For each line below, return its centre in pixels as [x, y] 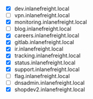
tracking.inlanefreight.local [47, 55]
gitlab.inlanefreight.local [44, 42]
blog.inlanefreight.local [43, 29]
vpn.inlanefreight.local [42, 16]
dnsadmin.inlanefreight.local [49, 82]
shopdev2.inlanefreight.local [49, 89]
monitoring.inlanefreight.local [51, 22]
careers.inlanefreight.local [46, 36]
